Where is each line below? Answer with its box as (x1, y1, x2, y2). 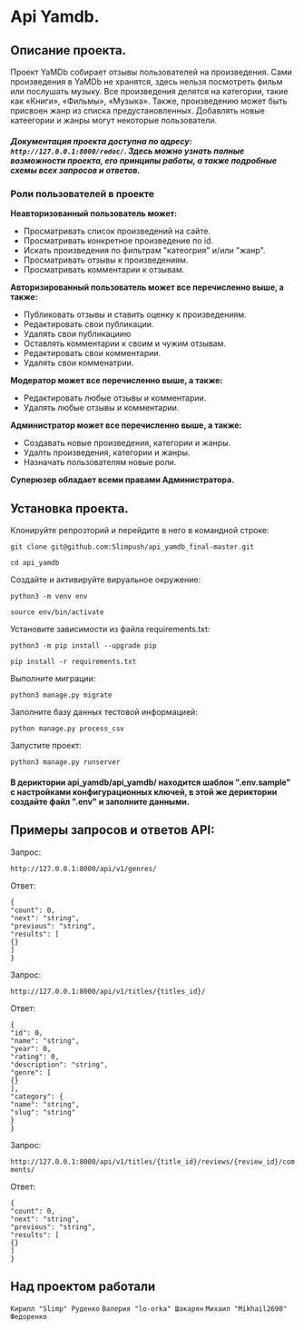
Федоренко (10, 1313, 48, 1322)
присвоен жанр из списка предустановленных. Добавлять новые (10, 105, 266, 115)
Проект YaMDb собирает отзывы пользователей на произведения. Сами (10, 66, 293, 77)
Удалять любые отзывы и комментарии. (23, 402, 180, 413)
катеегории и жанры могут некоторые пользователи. (10, 115, 218, 125)
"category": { (10, 1092, 64, 1101)
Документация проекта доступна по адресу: (10, 135, 193, 146)
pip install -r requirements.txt (10, 657, 137, 667)
